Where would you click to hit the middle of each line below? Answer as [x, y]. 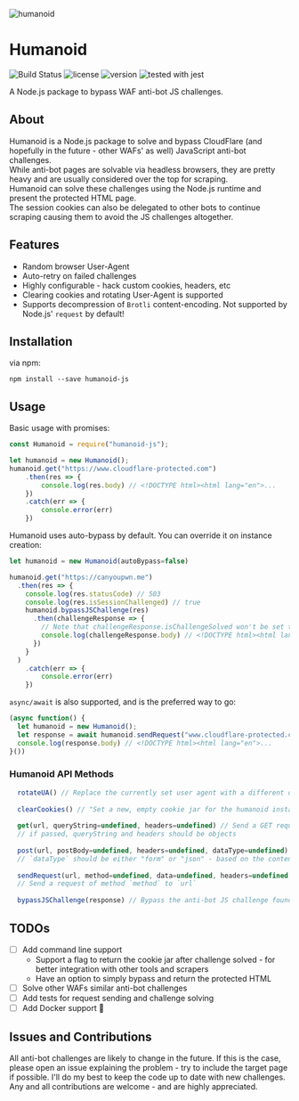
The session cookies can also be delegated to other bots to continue [135, 207]
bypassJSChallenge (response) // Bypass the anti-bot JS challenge [143, 901]
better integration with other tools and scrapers [122, 969]
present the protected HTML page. [73, 198]
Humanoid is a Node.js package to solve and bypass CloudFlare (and [136, 141]
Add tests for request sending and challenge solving [118, 999]
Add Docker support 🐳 [63, 1008]
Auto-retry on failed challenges [79, 275]
